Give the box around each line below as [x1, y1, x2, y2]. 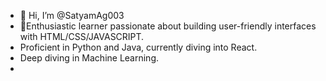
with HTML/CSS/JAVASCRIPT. [19, 31, 145, 42]
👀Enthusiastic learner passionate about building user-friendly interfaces [19, 20, 317, 32]
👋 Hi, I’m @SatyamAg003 [19, 10, 125, 21]
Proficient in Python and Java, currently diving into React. [19, 41, 258, 53]
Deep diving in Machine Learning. [19, 52, 160, 64]
